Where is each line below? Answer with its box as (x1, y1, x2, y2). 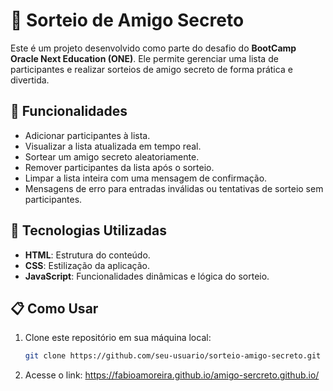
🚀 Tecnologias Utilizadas (10, 222, 167, 239)
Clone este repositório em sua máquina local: (24, 332, 212, 344)
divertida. (10, 74, 50, 86)
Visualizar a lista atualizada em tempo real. (24, 140, 202, 152)
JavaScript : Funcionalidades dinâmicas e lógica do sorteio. (24, 270, 270, 282)
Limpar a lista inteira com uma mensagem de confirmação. (24, 172, 268, 184)
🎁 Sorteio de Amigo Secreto (10, 9, 245, 32)
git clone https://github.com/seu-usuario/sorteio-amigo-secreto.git (24, 351, 322, 361)
